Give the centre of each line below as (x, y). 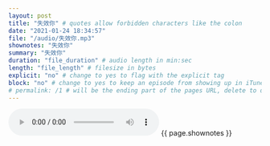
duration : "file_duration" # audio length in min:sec (100, 61)
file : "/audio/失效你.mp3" (51, 38)
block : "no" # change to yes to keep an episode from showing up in (125, 83)
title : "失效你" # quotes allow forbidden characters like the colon (125, 23)
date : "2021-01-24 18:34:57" (57, 30)
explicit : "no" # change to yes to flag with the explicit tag (117, 75)
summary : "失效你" (37, 53)
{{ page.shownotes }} (196, 133)
